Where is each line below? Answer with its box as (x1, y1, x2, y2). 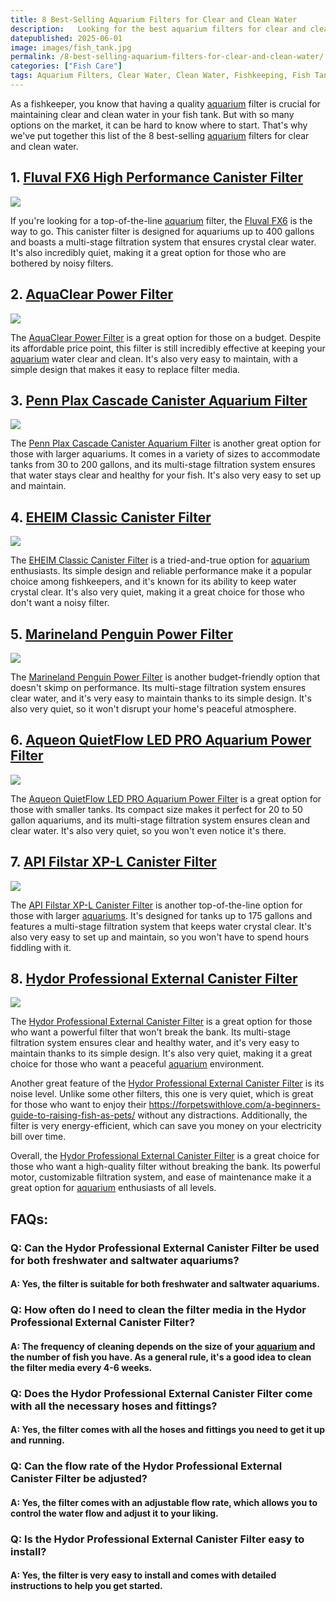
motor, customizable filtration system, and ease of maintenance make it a (10, 1171, 312, 1183)
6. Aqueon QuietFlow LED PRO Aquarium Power (10, 732, 312, 749)
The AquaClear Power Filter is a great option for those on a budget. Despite (10, 331, 322, 343)
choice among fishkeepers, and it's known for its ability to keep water (10, 576, 297, 588)
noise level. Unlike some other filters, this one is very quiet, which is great (10, 1088, 314, 1100)
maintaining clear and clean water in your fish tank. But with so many (10, 108, 295, 120)
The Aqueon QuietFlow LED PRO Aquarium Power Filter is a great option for (10, 792, 322, 805)
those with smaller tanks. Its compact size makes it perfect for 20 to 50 (10, 803, 303, 815)
